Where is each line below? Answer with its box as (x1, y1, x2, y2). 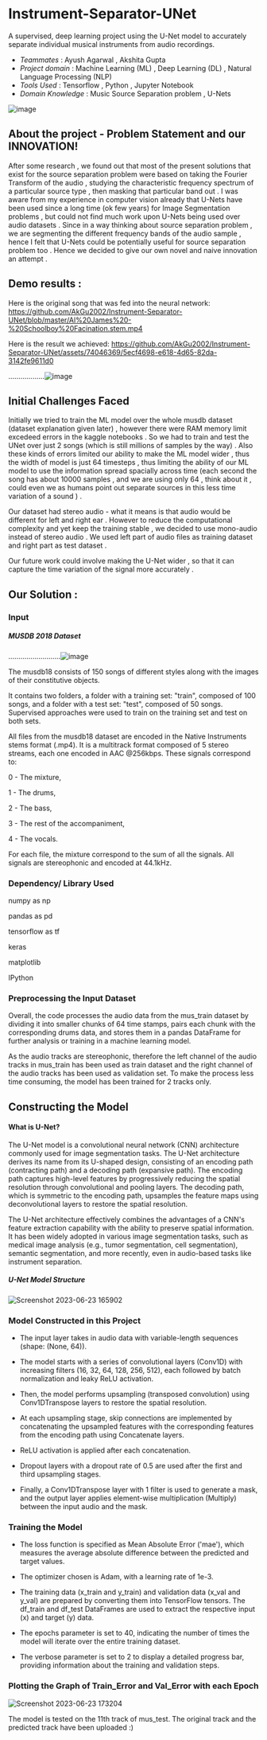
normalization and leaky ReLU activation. (19, 1374, 154, 1383)
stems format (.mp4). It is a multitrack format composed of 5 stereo (8, 739, 229, 749)
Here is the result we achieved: (8, 339, 110, 349)
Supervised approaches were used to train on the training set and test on (8, 708, 248, 717)
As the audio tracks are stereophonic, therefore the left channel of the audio (8, 1051, 257, 1061)
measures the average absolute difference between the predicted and (19, 1548, 249, 1558)
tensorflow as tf (8, 927, 60, 936)
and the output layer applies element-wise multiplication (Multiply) (19, 1493, 237, 1503)
